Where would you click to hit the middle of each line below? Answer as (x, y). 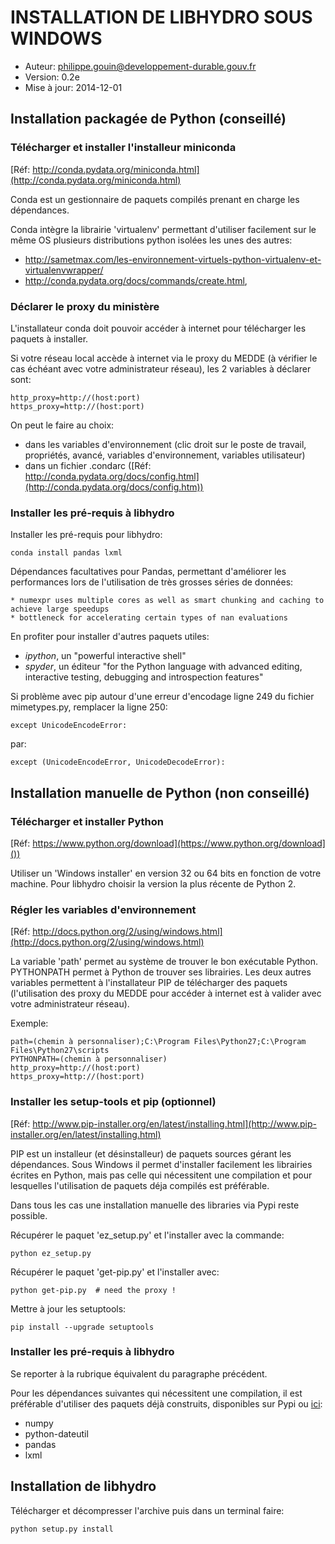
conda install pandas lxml (66, 553)
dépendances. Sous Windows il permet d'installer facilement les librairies (161, 1164)
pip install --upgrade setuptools (82, 1327)
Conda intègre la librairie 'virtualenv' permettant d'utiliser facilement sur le (163, 229)
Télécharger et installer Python (87, 821)
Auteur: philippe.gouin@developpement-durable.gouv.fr (140, 66)
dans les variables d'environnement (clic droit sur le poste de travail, (165, 444)
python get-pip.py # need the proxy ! (93, 1290)
